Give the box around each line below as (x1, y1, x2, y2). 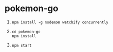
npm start (11, 43, 32, 48)
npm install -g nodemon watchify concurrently (11, 20, 109, 25)
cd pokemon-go (11, 29, 41, 34)
